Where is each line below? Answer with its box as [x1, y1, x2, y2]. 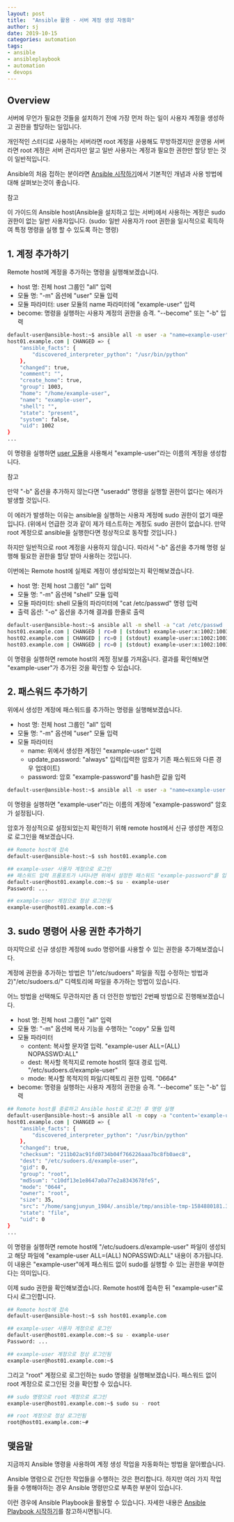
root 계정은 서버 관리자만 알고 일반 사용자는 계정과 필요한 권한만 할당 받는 [19, 146, 219, 154]
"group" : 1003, [19, 383, 64, 391]
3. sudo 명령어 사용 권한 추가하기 [7, 925, 141, 937]
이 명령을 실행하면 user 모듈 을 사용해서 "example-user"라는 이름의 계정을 [7, 449, 209, 457]
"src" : [19, 1203, 39, 1210]
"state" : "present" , [19, 409, 79, 416]
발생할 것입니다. [7, 496, 51, 504]
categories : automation [7, 36, 77, 43]
